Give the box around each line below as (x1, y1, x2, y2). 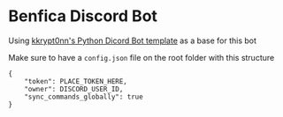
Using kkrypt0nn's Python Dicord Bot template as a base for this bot (8, 35, 257, 46)
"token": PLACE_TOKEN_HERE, (24, 77, 127, 85)
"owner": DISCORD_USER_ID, (24, 84, 124, 93)
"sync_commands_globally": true (24, 92, 143, 101)
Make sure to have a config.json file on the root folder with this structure (8, 52, 275, 62)
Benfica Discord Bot (8, 6, 158, 26)
